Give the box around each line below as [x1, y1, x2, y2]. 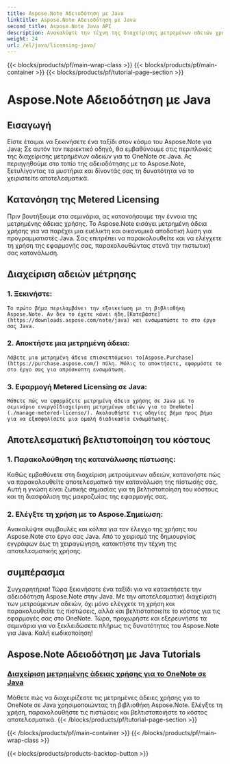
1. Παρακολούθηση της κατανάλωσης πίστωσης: [7, 454, 176, 464]
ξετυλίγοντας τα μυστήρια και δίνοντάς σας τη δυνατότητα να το [7, 167, 194, 175]
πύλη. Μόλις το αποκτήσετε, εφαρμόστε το [101, 360, 222, 367]
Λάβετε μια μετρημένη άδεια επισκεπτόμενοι [7, 354, 133, 361]
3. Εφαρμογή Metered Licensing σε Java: [7, 382, 147, 391]
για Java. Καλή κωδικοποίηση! [7, 629, 94, 637]
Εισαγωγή [7, 119, 51, 131]
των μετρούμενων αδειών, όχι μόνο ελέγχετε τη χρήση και [7, 599, 175, 607]
